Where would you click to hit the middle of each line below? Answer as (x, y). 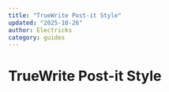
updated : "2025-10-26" (45, 23)
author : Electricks (40, 30)
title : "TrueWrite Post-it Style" (65, 15)
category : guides (37, 37)
